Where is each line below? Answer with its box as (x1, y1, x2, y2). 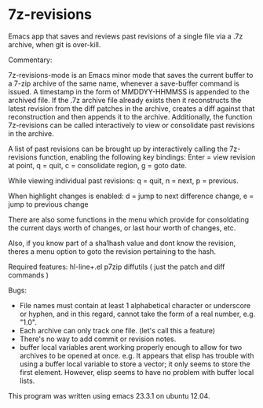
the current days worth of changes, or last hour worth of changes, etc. (8, 222, 236, 233)
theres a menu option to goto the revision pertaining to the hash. (8, 246, 217, 256)
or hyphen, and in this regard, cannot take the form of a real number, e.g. (19, 309, 256, 318)
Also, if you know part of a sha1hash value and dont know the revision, (8, 238, 236, 248)
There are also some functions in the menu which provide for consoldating (8, 215, 250, 224)
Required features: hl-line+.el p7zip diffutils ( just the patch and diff (8, 262, 225, 271)
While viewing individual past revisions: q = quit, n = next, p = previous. (8, 175, 239, 186)
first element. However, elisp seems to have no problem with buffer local (19, 367, 254, 377)
